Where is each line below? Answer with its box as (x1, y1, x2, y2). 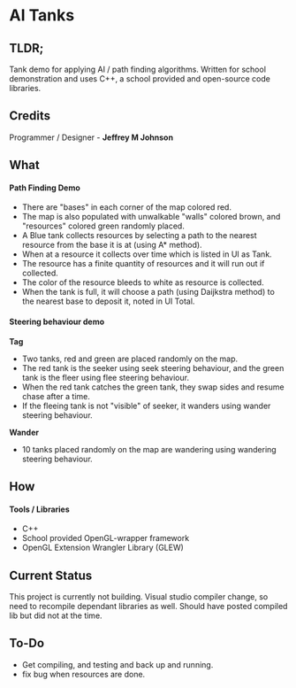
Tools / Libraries (9, 504, 71, 514)
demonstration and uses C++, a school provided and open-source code (9, 73, 271, 84)
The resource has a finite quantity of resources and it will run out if (21, 259, 265, 269)
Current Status (9, 568, 93, 583)
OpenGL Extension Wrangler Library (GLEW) (21, 542, 184, 553)
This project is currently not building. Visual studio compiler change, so (9, 591, 269, 602)
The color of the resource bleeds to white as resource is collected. (21, 277, 264, 288)
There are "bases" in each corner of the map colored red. (21, 202, 232, 213)
